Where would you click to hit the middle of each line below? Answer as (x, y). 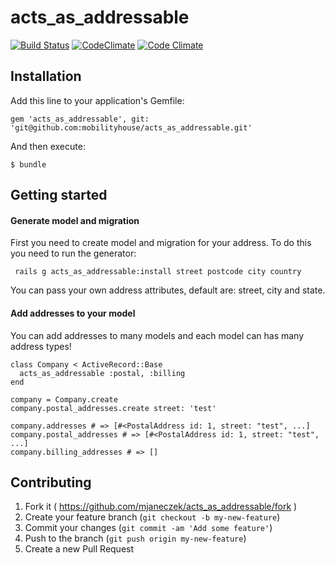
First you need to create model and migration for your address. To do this (161, 243)
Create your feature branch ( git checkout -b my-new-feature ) (152, 517)
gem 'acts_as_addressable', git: (80, 119)
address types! (41, 346)
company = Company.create (64, 399)
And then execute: (48, 146)
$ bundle (28, 164)
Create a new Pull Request (79, 549)
